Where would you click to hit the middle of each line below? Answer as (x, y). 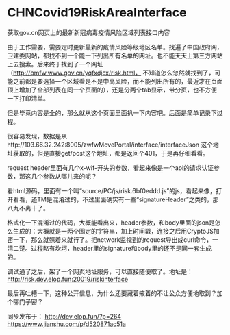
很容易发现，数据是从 (37, 136)
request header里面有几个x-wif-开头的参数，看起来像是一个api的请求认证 (111, 167)
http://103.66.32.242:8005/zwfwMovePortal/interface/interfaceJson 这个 (110, 145)
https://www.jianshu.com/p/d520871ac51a (67, 324)
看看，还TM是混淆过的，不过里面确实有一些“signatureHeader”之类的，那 (116, 199)
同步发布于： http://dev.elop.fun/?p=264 (64, 316)
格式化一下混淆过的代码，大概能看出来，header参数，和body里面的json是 (111, 222)
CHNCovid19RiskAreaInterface (97, 13)
